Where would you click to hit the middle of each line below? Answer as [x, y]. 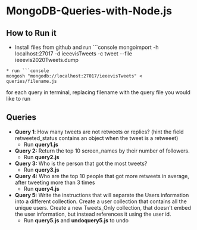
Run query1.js [41, 144]
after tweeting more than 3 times [55, 182]
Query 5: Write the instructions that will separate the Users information [102, 195]
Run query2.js [41, 157]
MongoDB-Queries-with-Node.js [89, 11]
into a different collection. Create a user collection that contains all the [101, 201]
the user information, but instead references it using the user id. [93, 214]
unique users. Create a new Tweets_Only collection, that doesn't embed [103, 207]
